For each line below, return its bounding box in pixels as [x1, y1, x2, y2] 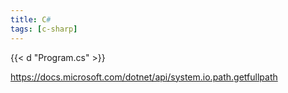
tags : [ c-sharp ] [10, 24, 78, 34]
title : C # [10, 14, 52, 25]
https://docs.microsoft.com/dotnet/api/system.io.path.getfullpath [10, 71, 278, 83]
